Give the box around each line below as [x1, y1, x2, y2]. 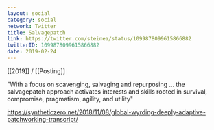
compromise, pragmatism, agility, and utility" [7, 94, 134, 103]
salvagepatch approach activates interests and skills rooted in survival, [7, 87, 208, 96]
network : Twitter [7, 23, 57, 29]
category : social [7, 16, 57, 23]
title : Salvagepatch [7, 29, 67, 36]
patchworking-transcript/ [7, 115, 79, 123]
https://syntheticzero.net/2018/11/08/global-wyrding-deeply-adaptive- [7, 107, 206, 116]
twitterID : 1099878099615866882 [7, 42, 99, 49]
